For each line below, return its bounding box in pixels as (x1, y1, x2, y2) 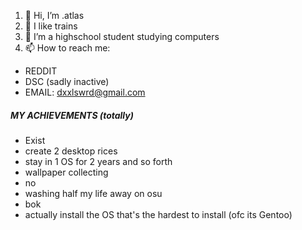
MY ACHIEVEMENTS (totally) (10, 109, 134, 121)
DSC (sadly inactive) (24, 76, 110, 87)
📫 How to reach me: (24, 42, 111, 54)
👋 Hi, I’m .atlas (24, 10, 85, 21)
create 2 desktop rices (24, 145, 118, 157)
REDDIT (24, 65, 58, 77)
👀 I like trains (24, 20, 78, 32)
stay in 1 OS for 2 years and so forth (24, 155, 173, 167)
